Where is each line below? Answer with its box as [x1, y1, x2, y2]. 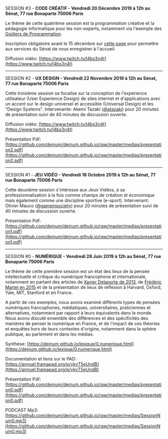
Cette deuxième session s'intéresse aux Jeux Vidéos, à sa [5, 187, 125, 192]
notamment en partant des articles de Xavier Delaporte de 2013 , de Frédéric [5, 279, 162, 285]
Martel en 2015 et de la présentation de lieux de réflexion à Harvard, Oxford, [5, 284, 162, 290]
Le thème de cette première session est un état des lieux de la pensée [5, 268, 150, 274]
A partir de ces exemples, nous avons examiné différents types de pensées [5, 299, 160, 305]
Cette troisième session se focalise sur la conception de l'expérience [5, 90, 147, 96]
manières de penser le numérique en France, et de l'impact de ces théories [5, 320, 160, 326]
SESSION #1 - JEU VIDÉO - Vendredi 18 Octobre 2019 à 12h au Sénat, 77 [5, 172, 156, 177]
